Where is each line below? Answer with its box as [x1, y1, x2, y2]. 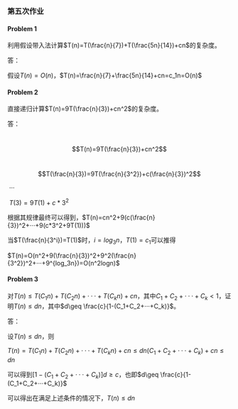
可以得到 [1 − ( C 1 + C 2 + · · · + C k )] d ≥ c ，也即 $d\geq [7, 370, 159, 381]
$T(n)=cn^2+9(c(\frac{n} [82, 213, 156, 222]
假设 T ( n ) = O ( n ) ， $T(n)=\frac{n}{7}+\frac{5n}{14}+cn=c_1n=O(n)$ [7, 71, 202, 80]
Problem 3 [7, 275, 39, 283]
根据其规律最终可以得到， [7, 213, 82, 222]
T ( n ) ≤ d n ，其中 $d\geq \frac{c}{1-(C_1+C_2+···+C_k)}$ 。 [13, 302, 180, 310]
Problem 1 [7, 24, 38, 33]
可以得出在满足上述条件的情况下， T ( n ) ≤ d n [7, 394, 136, 403]
